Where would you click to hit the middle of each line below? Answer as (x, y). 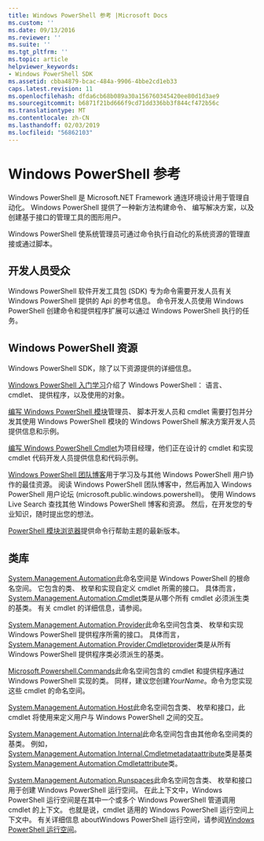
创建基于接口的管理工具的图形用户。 (67, 217)
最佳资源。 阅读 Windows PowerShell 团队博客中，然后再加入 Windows (137, 484)
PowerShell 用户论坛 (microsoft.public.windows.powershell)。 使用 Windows (132, 495)
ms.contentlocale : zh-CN (49, 118)
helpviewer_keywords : (44, 67)
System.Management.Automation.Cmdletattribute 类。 (95, 763)
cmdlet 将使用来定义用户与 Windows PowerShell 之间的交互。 (108, 717)
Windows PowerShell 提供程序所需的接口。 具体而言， (96, 634)
